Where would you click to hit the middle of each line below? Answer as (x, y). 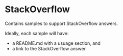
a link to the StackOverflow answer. (50, 48)
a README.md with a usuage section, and (56, 43)
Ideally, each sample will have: (37, 33)
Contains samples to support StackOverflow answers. (61, 23)
